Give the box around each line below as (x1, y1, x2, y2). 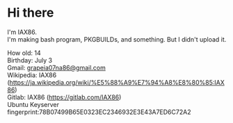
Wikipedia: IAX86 (7, 71, 57, 79)
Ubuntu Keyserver (7, 100, 60, 108)
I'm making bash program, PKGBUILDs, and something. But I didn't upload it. (7, 35, 227, 43)
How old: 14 (7, 49, 42, 57)
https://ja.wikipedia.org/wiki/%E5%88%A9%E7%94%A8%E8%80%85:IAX (9, 78, 225, 86)
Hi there (7, 5, 54, 21)
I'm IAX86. (7, 28, 37, 36)
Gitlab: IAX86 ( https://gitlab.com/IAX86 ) (7, 92, 122, 101)
